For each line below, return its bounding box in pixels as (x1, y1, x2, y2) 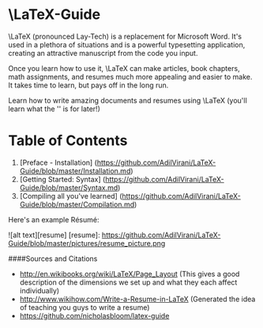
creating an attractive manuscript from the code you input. (8, 48, 198, 58)
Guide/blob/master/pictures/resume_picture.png (8, 238, 166, 248)
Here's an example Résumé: (8, 214, 100, 224)
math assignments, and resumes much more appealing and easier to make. (8, 72, 253, 81)
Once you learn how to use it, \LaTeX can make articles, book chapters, (8, 63, 240, 73)
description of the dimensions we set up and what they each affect (19, 278, 238, 287)
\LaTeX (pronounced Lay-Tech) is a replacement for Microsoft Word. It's (8, 32, 242, 41)
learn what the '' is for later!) (8, 104, 101, 114)
